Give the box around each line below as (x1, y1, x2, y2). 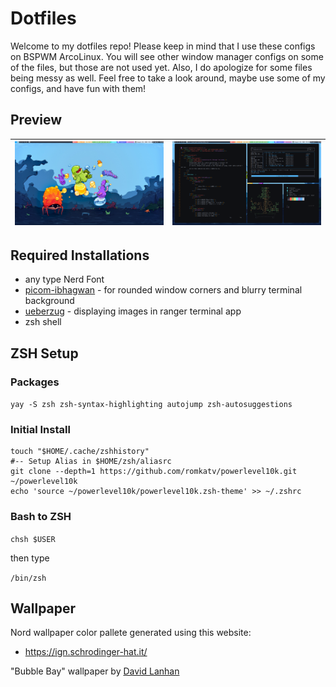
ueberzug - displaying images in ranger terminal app (24, 305, 242, 317)
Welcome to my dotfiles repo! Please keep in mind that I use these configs (10, 40, 316, 52)
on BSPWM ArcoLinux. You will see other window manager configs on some (10, 50, 324, 62)
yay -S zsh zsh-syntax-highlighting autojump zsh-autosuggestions (10, 400, 293, 410)
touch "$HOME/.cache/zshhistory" (10, 447, 150, 457)
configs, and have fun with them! (10, 82, 147, 94)
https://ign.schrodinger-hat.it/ (24, 646, 148, 658)
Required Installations (10, 247, 150, 264)
